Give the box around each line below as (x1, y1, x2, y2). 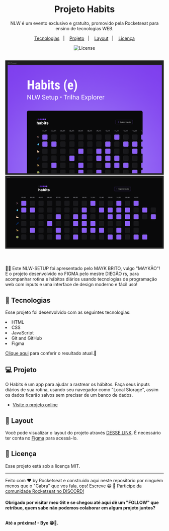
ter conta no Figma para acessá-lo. (5, 435, 78, 441)
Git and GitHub (12, 335, 42, 341)
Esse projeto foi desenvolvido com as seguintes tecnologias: (5, 309, 131, 315)
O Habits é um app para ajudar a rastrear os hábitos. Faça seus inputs (5, 381, 150, 388)
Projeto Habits (54, 4, 115, 15)
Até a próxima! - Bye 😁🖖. (5, 520, 59, 526)
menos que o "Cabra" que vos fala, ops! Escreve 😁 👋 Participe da (5, 483, 142, 489)
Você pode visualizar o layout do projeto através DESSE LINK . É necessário (5, 429, 161, 435)
